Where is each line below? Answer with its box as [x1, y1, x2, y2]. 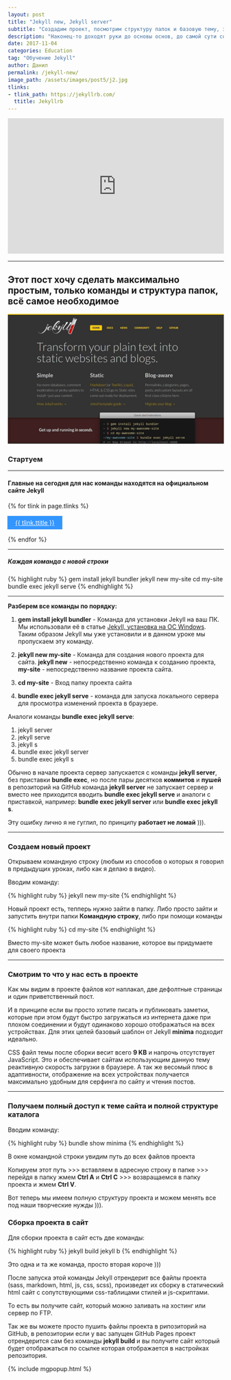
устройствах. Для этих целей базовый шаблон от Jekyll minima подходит [8, 1028, 223, 1036]
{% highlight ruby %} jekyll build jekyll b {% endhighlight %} [8, 1247, 178, 1255]
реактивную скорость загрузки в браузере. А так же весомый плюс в [8, 1063, 213, 1071]
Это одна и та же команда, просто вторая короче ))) [8, 1260, 162, 1269]
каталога [8, 1110, 40, 1119]
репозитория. [8, 1351, 47, 1359]
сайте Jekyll [8, 486, 45, 495]
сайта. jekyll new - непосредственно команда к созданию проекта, [17, 658, 216, 666]
